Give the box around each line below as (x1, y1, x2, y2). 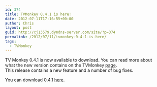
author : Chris (5, 21, 34, 26)
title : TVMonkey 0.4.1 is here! (5, 12, 71, 17)
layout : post (5, 25, 32, 30)
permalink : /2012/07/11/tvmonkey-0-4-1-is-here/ (5, 35, 107, 40)
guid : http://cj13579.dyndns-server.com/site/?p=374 (5, 30, 116, 35)
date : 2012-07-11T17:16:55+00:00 (5, 16, 74, 21)
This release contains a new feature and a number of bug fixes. (5, 67, 134, 73)
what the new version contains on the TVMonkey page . (5, 62, 117, 68)
